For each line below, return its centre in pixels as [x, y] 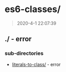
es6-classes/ [33, 9]
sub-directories [24, 53]
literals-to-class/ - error [36, 64]
